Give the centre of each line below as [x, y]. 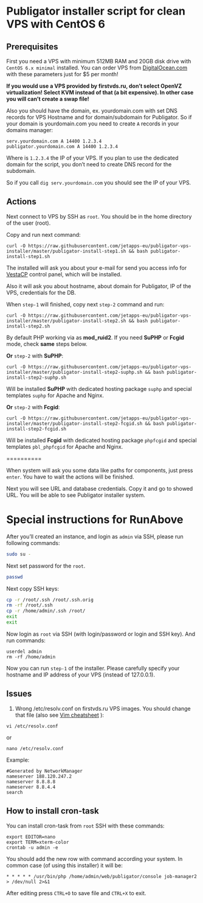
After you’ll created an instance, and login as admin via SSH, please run [95, 536]
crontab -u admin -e [33, 848]
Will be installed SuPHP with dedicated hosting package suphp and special [99, 388]
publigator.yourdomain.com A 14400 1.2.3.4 [62, 147]
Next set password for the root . [46, 566]
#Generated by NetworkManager [45, 771]
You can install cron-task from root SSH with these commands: [86, 826]
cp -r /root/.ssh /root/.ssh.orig [50, 600]
